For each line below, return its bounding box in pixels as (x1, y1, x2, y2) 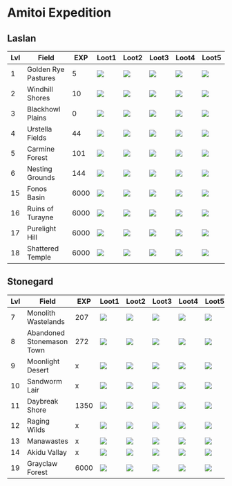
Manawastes (26, 436, 69, 446)
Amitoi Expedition (7, 5, 112, 21)
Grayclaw (26, 458, 58, 468)
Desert (26, 365, 50, 375)
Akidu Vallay (26, 447, 67, 457)
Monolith (26, 308, 56, 318)
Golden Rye (26, 64, 65, 74)
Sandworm (26, 376, 63, 386)
